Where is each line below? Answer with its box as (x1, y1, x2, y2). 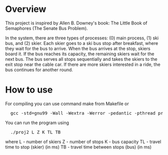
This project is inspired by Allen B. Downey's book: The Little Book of (5, 20, 147, 26)
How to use (5, 84, 53, 96)
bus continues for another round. (5, 66, 73, 73)
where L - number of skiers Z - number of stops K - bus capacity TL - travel (5, 139, 161, 145)
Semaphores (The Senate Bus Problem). (5, 25, 88, 31)
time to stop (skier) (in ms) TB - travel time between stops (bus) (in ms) (5, 144, 151, 150)
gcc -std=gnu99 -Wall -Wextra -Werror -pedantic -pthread (10, 110, 156, 116)
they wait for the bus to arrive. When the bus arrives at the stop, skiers (5, 45, 151, 51)
